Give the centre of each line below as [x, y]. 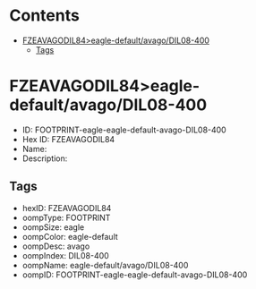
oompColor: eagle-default [70, 236]
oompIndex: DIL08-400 [65, 255]
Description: [45, 158]
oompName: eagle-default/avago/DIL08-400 [105, 265]
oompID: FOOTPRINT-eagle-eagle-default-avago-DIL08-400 [135, 275]
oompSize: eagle [53, 227]
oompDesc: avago [56, 246]
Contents [45, 16]
